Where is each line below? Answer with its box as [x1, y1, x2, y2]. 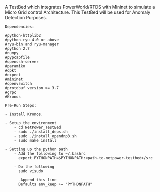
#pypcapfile [5, 55, 30, 60]
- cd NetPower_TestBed [14, 125, 61, 130]
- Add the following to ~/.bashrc [14, 151, 86, 156]
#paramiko [5, 64, 26, 69]
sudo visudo [18, 169, 43, 174]
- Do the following [14, 164, 55, 169]
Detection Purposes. [5, 15, 47, 20]
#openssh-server [5, 59, 39, 64]
